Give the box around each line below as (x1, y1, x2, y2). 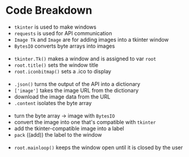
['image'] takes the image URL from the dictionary (14, 87, 139, 94)
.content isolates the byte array (14, 99, 92, 106)
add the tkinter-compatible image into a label (14, 125, 124, 132)
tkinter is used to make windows (14, 23, 96, 30)
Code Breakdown (5, 4, 93, 17)
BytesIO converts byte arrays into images (14, 42, 115, 50)
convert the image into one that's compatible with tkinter (14, 118, 156, 125)
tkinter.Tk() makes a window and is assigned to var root (14, 55, 156, 62)
